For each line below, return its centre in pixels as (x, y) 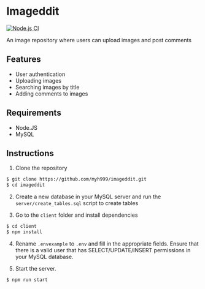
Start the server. (36, 268)
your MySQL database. (44, 257)
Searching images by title (47, 87)
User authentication (40, 74)
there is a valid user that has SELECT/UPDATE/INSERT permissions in (103, 250)
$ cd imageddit (26, 185)
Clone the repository (41, 168)
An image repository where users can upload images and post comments (99, 40)
